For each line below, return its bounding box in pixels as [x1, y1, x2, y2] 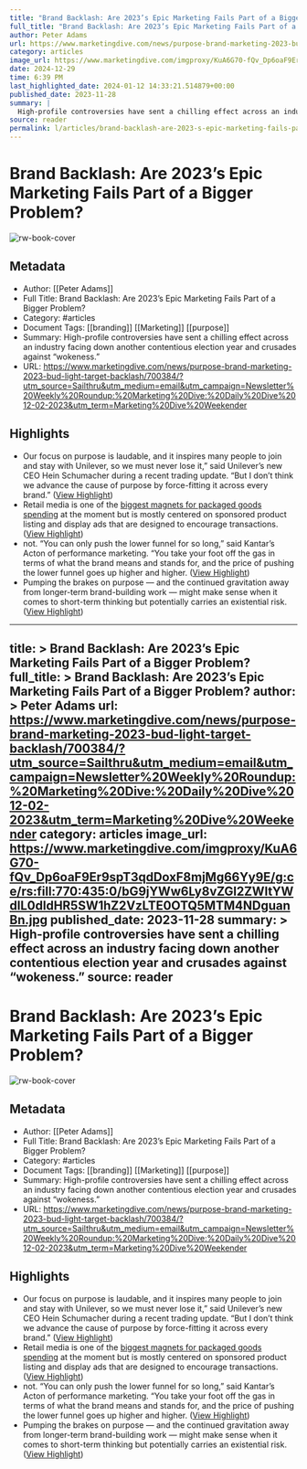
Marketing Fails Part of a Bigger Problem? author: [9, 683, 296, 699]
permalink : [9, 124, 51, 133]
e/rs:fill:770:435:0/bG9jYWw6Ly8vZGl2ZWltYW [9, 883, 294, 899]
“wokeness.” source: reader [9, 969, 174, 985]
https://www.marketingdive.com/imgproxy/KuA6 [9, 840, 298, 856]
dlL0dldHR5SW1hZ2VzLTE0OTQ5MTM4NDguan [9, 898, 291, 913]
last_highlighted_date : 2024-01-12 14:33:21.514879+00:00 [9, 81, 235, 90]
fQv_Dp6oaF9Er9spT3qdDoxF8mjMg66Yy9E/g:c [9, 869, 294, 885]
